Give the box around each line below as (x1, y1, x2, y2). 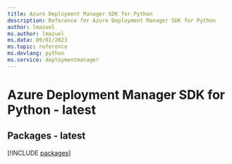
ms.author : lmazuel (7, 30, 65, 37)
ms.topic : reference (7, 43, 68, 50)
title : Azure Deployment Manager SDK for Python (7, 10, 153, 18)
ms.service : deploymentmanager (7, 57, 99, 64)
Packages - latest (7, 130, 86, 142)
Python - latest (7, 102, 97, 117)
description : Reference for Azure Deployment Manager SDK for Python (7, 17, 216, 24)
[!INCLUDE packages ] (7, 148, 71, 157)
